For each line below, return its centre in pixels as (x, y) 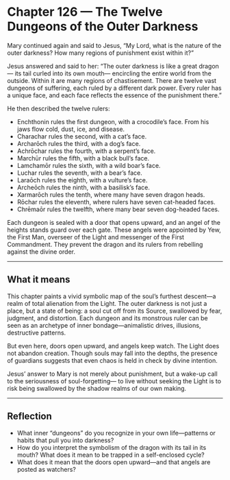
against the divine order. (41, 252)
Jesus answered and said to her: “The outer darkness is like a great (102, 66)
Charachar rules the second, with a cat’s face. (82, 136)
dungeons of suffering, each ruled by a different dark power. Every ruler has (114, 88)
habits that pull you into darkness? (65, 440)
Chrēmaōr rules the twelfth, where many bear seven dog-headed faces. (118, 209)
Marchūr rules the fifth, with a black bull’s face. (83, 158)
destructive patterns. (37, 333)
